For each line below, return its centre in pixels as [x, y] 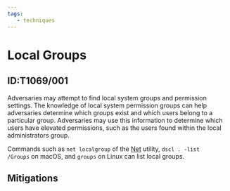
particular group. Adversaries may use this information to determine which [115, 120]
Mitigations [33, 178]
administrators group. [39, 135]
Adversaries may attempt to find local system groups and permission [107, 98]
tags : [15, 14]
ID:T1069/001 [38, 81]
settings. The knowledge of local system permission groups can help [107, 105]
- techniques [36, 20]
